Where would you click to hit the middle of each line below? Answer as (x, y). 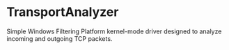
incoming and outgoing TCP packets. (60, 38)
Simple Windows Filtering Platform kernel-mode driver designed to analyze (114, 31)
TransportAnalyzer (63, 12)
